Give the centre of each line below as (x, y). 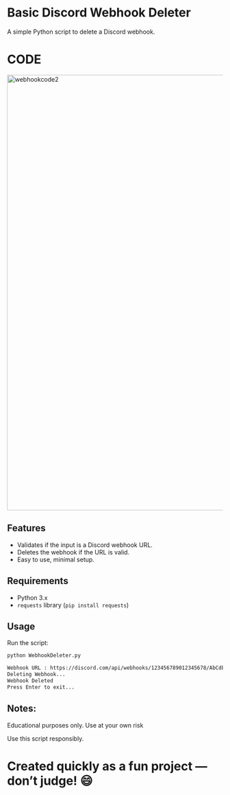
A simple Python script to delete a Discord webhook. (81, 32)
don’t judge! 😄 (50, 781)
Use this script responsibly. (46, 738)
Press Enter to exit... (41, 687)
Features (26, 528)
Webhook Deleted (30, 681)
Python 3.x (32, 597)
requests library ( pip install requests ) (73, 605)
